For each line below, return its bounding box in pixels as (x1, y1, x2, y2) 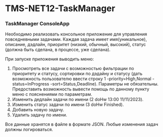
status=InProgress (12, 81, 50, 87)
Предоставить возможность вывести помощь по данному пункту (12, 86, 150, 92)
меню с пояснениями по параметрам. (12, 91, 92, 97)
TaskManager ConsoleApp (5, 20, 70, 27)
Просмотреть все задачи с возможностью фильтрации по (12, 66, 134, 71)
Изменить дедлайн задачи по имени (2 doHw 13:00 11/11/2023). (12, 97, 144, 103)
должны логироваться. (5, 127, 53, 133)
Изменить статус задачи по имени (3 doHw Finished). (12, 102, 124, 107)
